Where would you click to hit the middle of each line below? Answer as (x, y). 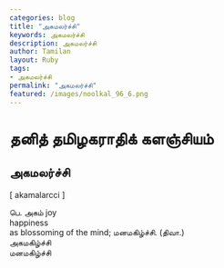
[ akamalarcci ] (37, 194)
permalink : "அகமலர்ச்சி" (53, 85)
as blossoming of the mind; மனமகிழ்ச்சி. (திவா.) (97, 232)
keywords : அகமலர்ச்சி (47, 35)
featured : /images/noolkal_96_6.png (79, 94)
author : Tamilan (40, 52)
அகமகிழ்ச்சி (31, 243)
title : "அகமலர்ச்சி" (45, 26)
